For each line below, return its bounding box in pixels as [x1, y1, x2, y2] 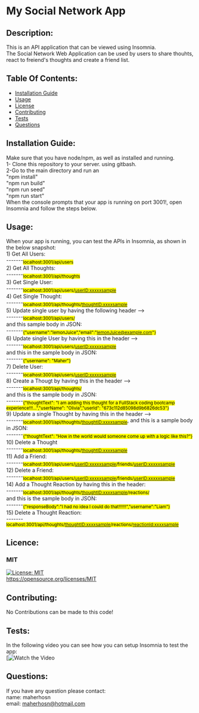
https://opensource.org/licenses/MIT [6, 575, 97, 583]
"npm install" [6, 173, 38, 180]
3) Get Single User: [6, 279, 53, 286]
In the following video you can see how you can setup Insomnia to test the [6, 642, 189, 649]
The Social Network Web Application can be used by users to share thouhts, [6, 50, 194, 57]
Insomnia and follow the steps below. [6, 204, 97, 212]
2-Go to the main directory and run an [6, 167, 99, 174]
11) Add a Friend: [6, 453, 47, 460]
